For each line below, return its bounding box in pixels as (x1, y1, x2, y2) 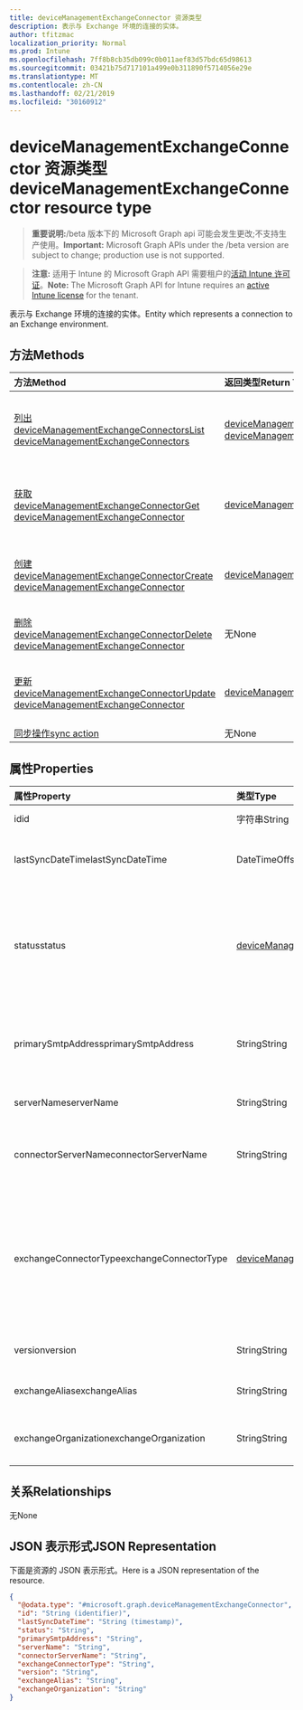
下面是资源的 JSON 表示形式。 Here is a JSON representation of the (9, 1564, 260, 1575)
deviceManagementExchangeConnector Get (14, 499, 200, 512)
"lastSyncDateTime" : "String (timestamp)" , (17, 1618, 183, 1627)
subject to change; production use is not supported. (31, 250, 225, 260)
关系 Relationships (9, 1484, 112, 1499)
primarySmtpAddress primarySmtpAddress (14, 1037, 194, 1050)
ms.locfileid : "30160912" (9, 97, 106, 107)
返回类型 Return (224, 376, 290, 389)
